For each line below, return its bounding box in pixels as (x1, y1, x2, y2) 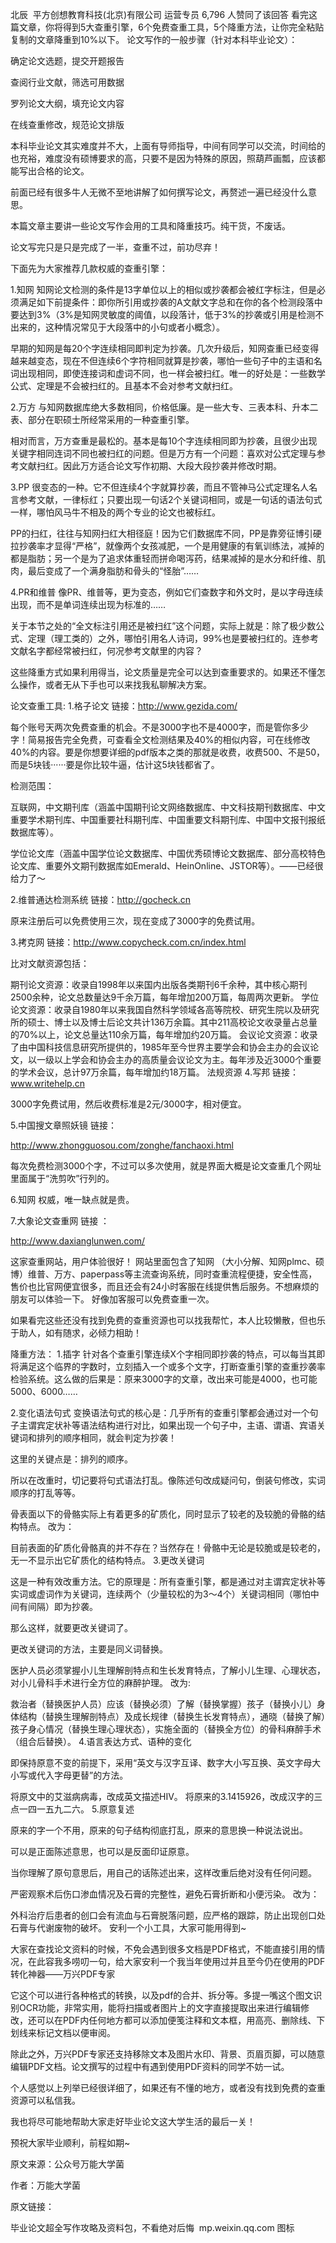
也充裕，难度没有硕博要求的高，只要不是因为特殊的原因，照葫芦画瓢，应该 (10, 153, 317, 164)
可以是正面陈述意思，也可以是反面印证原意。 (10, 1846, 195, 1857)
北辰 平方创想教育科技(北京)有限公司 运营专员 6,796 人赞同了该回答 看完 (10, 9, 310, 20)
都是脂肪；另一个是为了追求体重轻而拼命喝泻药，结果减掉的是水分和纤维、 (10, 553, 317, 564)
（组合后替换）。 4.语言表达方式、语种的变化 (10, 1736, 192, 1747)
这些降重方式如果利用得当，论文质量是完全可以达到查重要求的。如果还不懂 (10, 666, 317, 678)
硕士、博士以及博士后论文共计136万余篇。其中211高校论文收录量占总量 (27, 1016, 318, 1028)
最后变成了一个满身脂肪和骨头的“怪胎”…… (27, 565, 200, 577)
